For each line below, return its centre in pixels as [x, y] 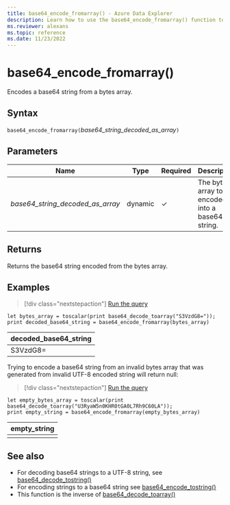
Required [176, 171]
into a [207, 208]
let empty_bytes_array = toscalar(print [66, 401]
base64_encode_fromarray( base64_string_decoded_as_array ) [93, 130]
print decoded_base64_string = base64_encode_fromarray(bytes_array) [108, 323]
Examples [28, 287]
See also [26, 456]
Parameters [33, 151]
